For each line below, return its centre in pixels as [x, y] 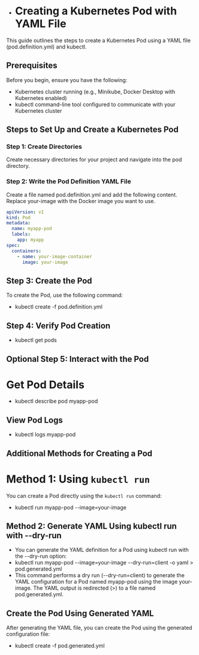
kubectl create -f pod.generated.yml [60, 646]
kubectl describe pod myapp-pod [56, 401]
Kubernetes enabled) [41, 98]
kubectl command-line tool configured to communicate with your [95, 104]
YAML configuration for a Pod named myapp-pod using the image [96, 582]
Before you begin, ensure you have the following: [67, 80]
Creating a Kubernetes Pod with [96, 11]
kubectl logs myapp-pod [45, 434]
